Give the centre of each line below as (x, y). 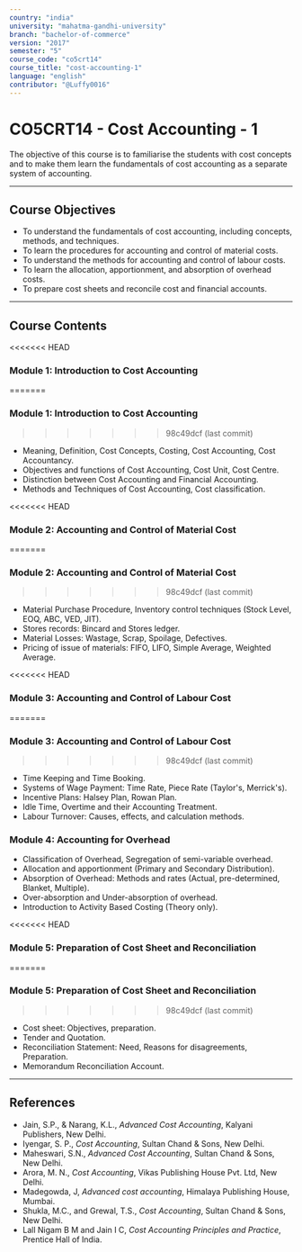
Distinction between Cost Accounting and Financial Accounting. (140, 479)
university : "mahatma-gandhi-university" (88, 26)
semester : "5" (36, 51)
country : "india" (42, 18)
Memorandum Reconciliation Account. (93, 1066)
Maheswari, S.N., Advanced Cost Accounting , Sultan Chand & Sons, (148, 1153)
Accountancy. (48, 460)
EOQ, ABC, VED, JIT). (62, 619)
